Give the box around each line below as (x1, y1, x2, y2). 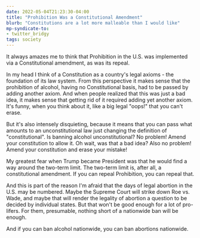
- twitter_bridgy (6, 31, 50, 37)
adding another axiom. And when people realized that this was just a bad (6, 90, 186, 97)
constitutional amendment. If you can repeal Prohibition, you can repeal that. (6, 170, 195, 177)
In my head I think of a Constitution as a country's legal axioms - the (6, 71, 174, 78)
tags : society (6, 36, 42, 42)
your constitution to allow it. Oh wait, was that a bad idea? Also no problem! (6, 140, 192, 147)
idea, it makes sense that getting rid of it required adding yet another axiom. (6, 96, 193, 103)
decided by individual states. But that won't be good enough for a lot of (6, 201, 181, 208)
